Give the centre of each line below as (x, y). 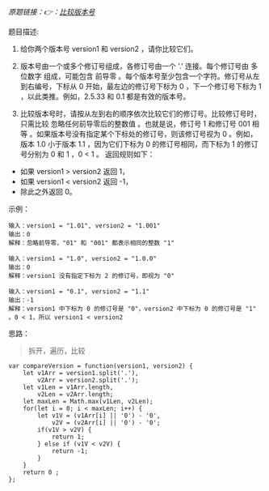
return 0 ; (41, 472)
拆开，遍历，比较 (57, 350)
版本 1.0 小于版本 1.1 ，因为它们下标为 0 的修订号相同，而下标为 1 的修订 (139, 144)
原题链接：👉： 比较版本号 (52, 12)
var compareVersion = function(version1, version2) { (101, 366)
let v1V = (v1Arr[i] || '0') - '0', (99, 416)
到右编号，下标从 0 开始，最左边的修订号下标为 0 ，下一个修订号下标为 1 (141, 86)
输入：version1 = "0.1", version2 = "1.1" (79, 292)
